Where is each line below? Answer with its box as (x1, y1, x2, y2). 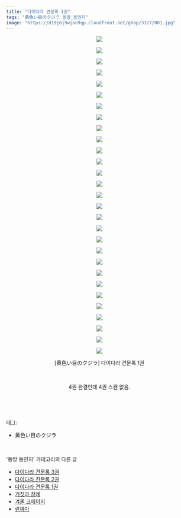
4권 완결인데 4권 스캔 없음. (68, 383, 131, 390)
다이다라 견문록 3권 (14, 468, 60, 475)
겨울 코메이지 (14, 498, 46, 505)
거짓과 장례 (14, 491, 41, 498)
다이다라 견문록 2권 (14, 476, 60, 483)
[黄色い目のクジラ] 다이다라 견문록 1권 (54, 360, 145, 367)
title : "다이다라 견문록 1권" (6, 8, 71, 15)
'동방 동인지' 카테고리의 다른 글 (6, 456, 77, 463)
